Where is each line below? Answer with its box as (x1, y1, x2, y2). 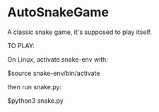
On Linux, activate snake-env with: (7, 55, 108, 64)
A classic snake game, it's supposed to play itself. (7, 28, 152, 36)
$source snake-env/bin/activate (7, 69, 100, 77)
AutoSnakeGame (7, 4, 110, 21)
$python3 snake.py (7, 96, 64, 105)
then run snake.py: (7, 82, 62, 91)
